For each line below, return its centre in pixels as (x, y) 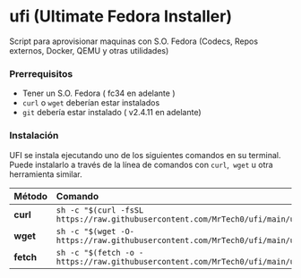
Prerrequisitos (41, 73)
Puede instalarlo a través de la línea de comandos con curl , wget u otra (141, 164)
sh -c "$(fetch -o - (100, 253)
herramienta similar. (46, 174)
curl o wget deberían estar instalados (91, 103)
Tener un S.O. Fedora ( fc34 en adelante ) (99, 93)
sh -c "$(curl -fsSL (100, 210)
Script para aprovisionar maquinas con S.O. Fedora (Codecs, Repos (133, 41)
